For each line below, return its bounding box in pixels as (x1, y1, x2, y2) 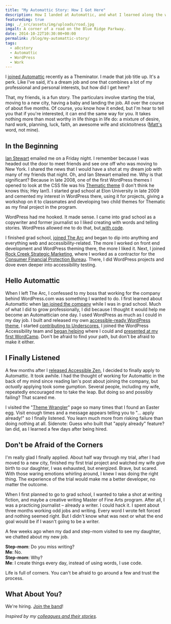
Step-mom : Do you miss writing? (5, 543, 75, 550)
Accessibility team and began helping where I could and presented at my (5, 328, 158, 334)
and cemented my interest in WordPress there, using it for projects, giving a (5, 193, 164, 199)
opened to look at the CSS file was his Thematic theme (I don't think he (5, 182, 155, 189)
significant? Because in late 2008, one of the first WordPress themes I (5, 177, 152, 183)
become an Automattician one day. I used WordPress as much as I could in (5, 312, 162, 318)
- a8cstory (10, 45, 33, 51)
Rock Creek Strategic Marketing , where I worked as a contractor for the (5, 251, 155, 257)
